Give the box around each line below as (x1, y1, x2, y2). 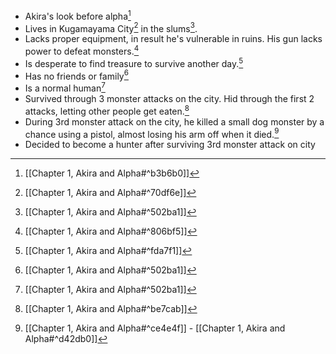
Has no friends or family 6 (24, 68, 129, 82)
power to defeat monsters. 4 (24, 44, 140, 57)
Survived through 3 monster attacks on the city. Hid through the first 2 (24, 92, 315, 104)
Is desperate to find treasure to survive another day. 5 (24, 55, 244, 69)
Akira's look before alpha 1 (24, 9, 132, 22)
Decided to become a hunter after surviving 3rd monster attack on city (24, 139, 316, 151)
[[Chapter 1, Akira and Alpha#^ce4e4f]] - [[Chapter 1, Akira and (24, 322, 286, 334)
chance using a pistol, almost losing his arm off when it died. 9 (24, 126, 280, 140)
